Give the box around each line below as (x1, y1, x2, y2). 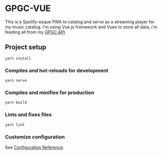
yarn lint (5, 122, 25, 127)
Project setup (5, 43, 47, 51)
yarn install (5, 56, 31, 61)
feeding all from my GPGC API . (5, 29, 66, 35)
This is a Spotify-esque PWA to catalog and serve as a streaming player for (5, 19, 155, 25)
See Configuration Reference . (5, 144, 64, 150)
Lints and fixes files (5, 112, 52, 118)
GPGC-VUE (5, 3, 51, 14)
